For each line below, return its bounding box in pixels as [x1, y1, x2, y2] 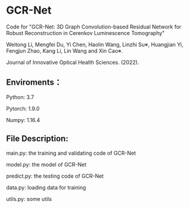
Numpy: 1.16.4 [6, 116, 40, 123]
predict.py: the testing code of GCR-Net [6, 172, 104, 180]
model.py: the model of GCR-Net [6, 161, 87, 168]
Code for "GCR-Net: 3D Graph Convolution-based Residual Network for [6, 23, 182, 30]
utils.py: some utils [6, 195, 52, 202]
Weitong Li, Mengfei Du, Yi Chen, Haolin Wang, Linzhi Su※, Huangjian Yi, [6, 41, 184, 48]
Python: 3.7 [6, 93, 34, 101]
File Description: [6, 134, 68, 144]
